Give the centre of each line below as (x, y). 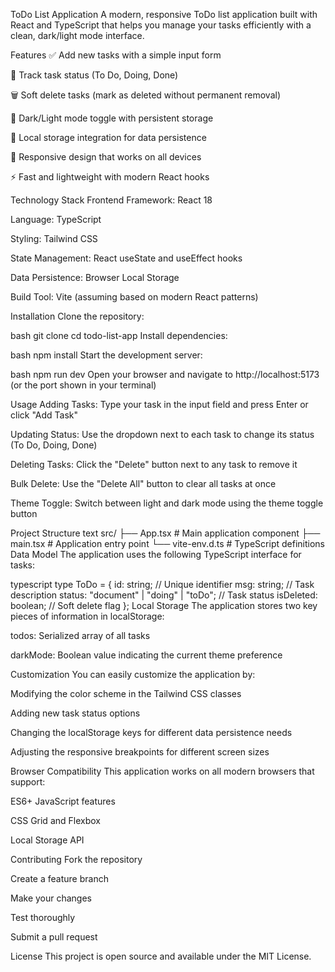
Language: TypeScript (56, 219)
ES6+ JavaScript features (63, 801)
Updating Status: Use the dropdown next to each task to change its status (162, 434)
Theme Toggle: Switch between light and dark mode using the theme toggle (167, 503)
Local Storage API (47, 840)
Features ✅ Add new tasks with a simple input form (116, 55)
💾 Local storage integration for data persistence (108, 137)
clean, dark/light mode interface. (77, 35)
